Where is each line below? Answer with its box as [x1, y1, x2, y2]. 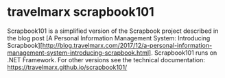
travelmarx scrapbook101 [7, 4, 154, 20]
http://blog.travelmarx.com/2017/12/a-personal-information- [42, 41, 213, 49]
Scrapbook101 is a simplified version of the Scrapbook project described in [7, 27, 219, 35]
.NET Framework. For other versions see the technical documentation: [7, 55, 206, 64]
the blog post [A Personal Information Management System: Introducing [7, 34, 211, 42]
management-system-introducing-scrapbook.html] [7, 49, 152, 57]
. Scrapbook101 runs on [150, 49, 217, 57]
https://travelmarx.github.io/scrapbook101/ [7, 63, 128, 71]
